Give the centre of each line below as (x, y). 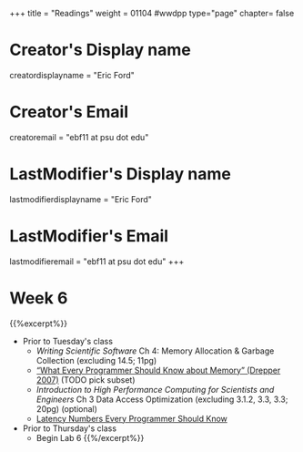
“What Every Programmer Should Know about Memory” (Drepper (158, 370)
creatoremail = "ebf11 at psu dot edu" (79, 137)
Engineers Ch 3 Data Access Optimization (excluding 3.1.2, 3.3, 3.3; (162, 399)
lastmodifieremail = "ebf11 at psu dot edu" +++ (97, 261)
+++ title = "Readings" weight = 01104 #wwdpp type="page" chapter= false (152, 13)
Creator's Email (69, 112)
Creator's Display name (100, 50)
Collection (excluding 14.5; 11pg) (96, 360)
